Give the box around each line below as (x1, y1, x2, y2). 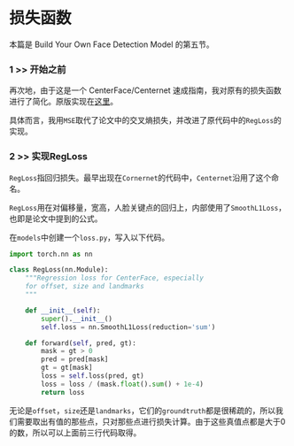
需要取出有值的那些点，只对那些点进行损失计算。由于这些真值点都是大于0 (16, 416, 286, 427)
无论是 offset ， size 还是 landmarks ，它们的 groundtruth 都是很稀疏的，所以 (9, 404, 276, 416)
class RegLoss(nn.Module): (9, 265, 109, 274)
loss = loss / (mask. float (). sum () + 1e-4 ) (41, 380, 204, 388)
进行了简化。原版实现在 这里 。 (9, 96, 118, 107)
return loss (41, 388, 86, 396)
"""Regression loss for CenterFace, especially (25, 273, 204, 283)
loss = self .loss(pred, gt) (41, 372, 144, 381)
